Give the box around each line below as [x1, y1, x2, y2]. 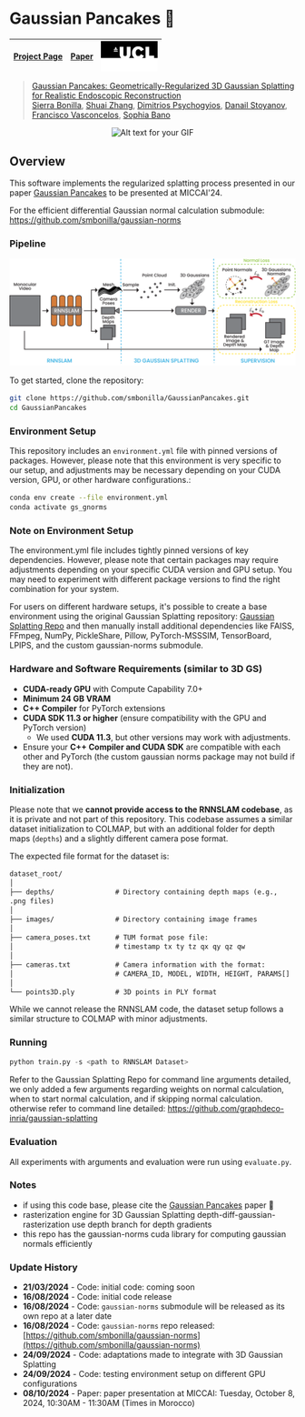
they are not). [22, 760, 74, 771]
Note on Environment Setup [9, 525, 134, 538]
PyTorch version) [22, 722, 87, 733]
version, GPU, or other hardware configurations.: [9, 475, 192, 486]
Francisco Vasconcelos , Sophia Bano [31, 109, 171, 121]
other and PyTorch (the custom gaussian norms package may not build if [22, 750, 295, 762]
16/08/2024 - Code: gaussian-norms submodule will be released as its [22, 1301, 286, 1312]
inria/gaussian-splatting [9, 1113, 98, 1124]
